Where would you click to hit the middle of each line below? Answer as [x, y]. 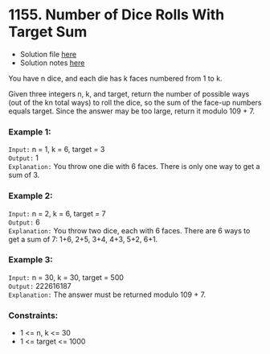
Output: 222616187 [40, 286]
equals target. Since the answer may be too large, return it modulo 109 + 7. [132, 111]
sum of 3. [24, 175]
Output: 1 [23, 158]
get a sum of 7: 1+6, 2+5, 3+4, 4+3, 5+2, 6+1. [83, 239]
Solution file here [48, 54]
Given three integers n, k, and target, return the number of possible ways [129, 93]
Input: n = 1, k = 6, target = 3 [57, 150]
